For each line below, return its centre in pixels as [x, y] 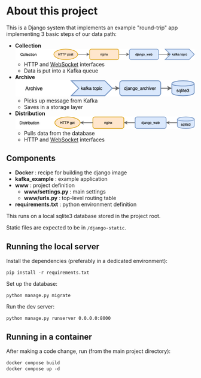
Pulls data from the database [59, 133]
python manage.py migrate [38, 296]
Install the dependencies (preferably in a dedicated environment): [87, 261]
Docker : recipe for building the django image [71, 173]
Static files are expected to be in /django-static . [66, 228]
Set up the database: [32, 284]
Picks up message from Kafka [61, 101]
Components [31, 158]
